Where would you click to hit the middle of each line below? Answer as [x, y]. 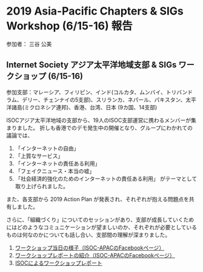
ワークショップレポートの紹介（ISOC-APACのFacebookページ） [95, 255]
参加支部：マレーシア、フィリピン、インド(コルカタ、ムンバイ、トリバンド [99, 92]
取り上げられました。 [42, 186]
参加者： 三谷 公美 [29, 44]
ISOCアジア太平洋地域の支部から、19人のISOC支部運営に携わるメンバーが [99, 120]
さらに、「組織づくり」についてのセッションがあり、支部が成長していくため [100, 219]
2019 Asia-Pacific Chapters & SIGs [95, 11]
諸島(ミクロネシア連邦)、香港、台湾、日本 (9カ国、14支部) [84, 107]
